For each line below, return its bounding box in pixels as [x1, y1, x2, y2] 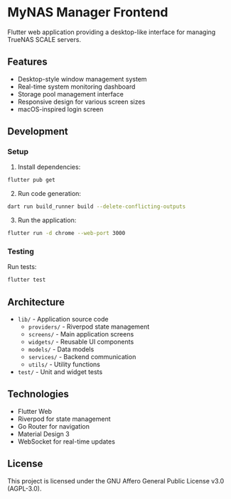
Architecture [7, 296, 65, 308]
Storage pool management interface [17, 89, 124, 98]
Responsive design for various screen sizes [17, 97, 146, 106]
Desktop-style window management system [17, 75, 147, 83]
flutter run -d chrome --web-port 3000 [7, 230, 126, 237]
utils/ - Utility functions [28, 360, 101, 369]
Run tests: [7, 263, 37, 271]
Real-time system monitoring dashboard [17, 82, 136, 91]
